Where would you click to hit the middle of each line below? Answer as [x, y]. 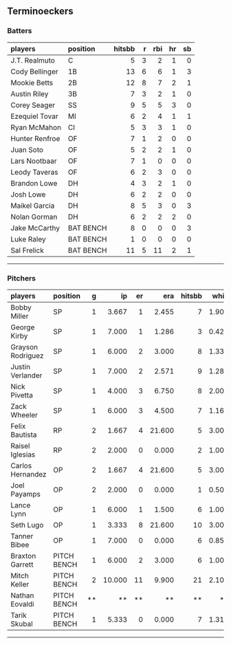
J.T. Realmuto [33, 60]
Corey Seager [33, 105]
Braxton [23, 556]
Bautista [24, 435]
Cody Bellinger [34, 72]
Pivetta [22, 395]
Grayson [24, 347]
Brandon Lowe [34, 183]
